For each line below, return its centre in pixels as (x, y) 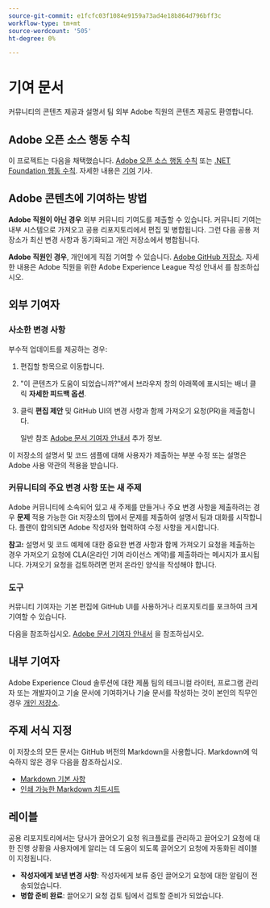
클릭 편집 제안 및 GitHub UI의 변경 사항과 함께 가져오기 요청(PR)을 (123, 410)
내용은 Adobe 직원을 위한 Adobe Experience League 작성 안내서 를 (124, 266)
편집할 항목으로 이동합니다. (62, 366)
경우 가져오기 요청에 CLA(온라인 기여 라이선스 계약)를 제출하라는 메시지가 (123, 554)
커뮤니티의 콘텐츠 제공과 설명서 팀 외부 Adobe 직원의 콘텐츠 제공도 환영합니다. (131, 112)
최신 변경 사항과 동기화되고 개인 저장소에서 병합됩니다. (114, 240)
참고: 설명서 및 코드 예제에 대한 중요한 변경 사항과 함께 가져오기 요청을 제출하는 (132, 544)
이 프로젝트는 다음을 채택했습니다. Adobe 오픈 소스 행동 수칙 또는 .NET (120, 161)
